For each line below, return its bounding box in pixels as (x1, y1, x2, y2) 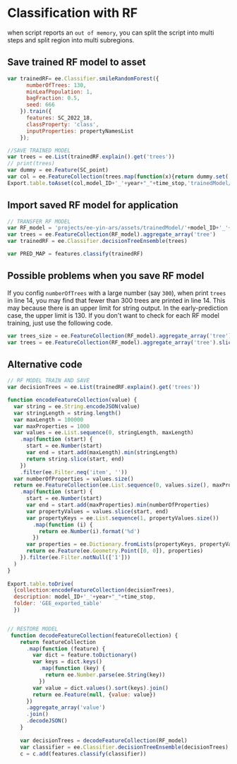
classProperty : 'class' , (25, 121, 99, 128)
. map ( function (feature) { (25, 645, 106, 652)
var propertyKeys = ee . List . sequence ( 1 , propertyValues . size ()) (25, 514, 219, 522)
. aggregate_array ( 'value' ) (25, 704, 106, 711)
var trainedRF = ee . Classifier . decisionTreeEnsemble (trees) (7, 238, 188, 245)
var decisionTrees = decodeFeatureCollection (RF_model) (20, 736, 188, 744)
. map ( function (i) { (32, 521, 93, 528)
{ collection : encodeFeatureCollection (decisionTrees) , (13, 587, 175, 594)
